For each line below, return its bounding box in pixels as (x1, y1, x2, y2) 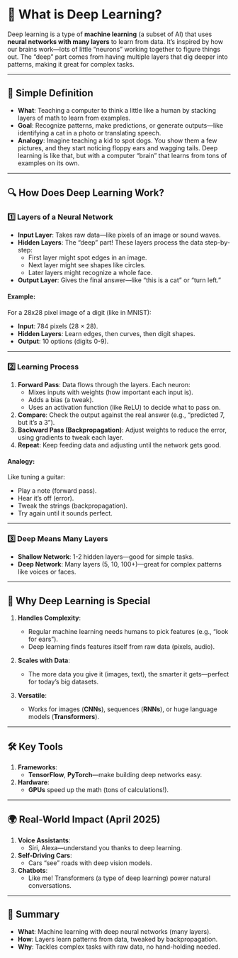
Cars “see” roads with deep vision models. (28, 858, 152, 867)
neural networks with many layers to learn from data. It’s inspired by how (7, 37, 224, 45)
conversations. (28, 881, 72, 889)
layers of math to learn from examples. (17, 113, 131, 122)
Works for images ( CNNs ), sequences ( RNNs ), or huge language (28, 705, 218, 713)
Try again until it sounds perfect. (17, 509, 113, 518)
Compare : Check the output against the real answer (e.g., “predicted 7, (17, 411, 225, 419)
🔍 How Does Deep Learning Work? (7, 187, 165, 199)
